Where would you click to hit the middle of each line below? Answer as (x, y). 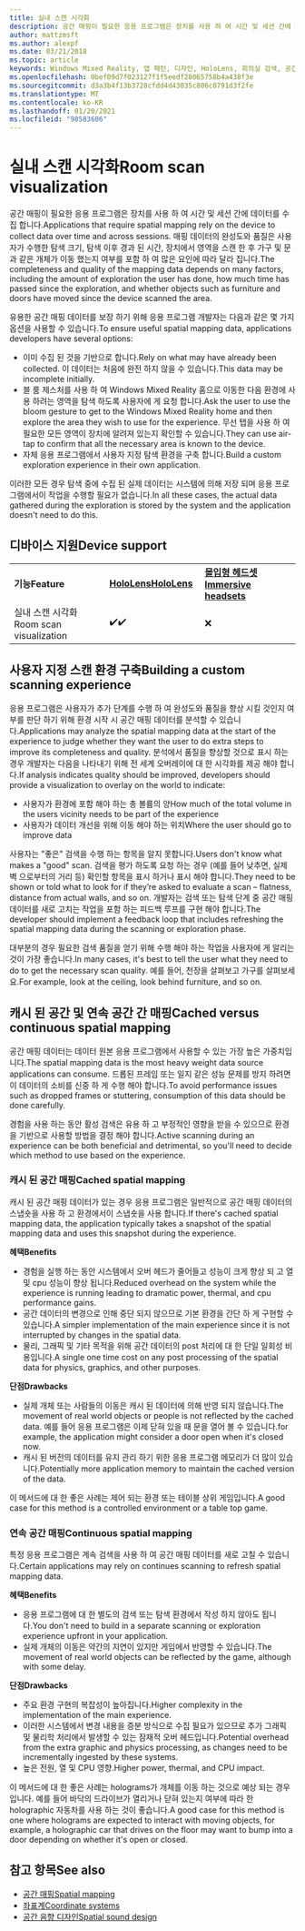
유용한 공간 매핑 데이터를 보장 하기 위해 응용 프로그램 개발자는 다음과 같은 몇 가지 (152, 317)
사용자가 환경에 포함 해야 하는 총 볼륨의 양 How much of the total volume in (157, 804)
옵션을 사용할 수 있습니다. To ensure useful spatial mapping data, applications (151, 329)
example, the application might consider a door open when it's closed (153, 1436)
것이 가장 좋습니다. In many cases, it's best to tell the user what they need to (149, 959)
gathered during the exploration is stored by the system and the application (150, 505)
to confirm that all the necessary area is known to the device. (151, 444)
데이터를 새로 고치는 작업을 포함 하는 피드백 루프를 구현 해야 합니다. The (135, 909)
